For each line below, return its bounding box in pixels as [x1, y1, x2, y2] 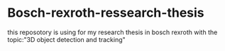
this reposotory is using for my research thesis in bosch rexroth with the [7, 28, 218, 36]
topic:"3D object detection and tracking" [7, 35, 126, 43]
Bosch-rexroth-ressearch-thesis [7, 5, 204, 21]
